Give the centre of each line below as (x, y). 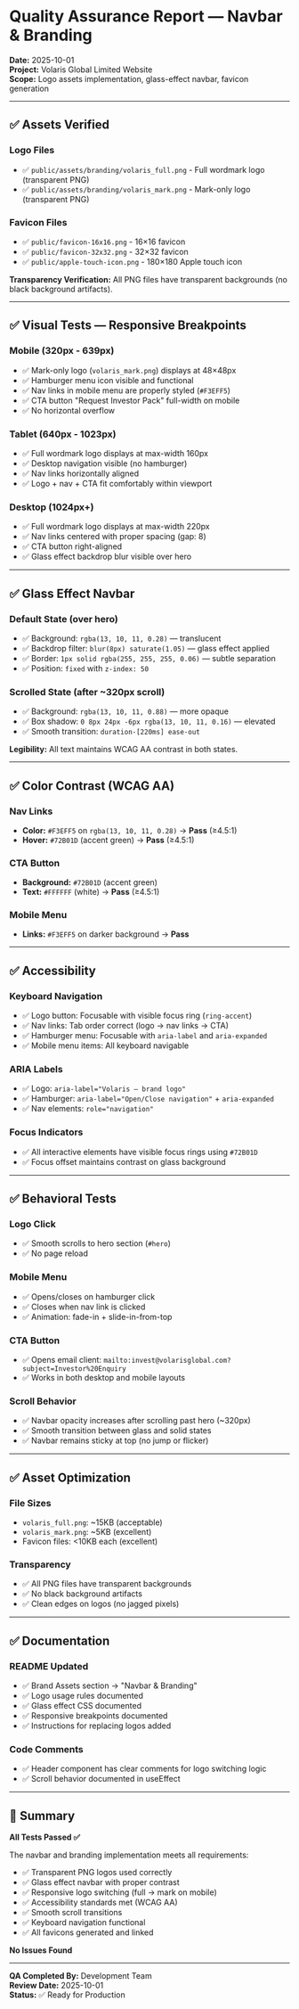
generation (29, 88)
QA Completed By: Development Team (81, 1976)
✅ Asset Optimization (70, 1477)
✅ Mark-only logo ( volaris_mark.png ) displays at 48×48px (129, 370)
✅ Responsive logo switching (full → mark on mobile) (120, 1892)
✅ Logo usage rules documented (83, 1696)
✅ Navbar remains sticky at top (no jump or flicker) (115, 1440)
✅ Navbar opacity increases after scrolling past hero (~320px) (136, 1421)
